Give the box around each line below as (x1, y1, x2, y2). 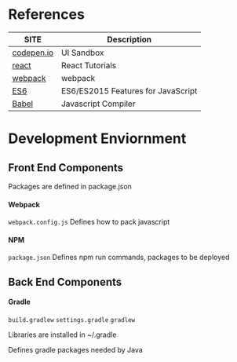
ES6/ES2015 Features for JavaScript (61, 85, 198, 96)
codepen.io (12, 47, 54, 58)
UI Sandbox (61, 47, 104, 58)
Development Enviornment (8, 130, 187, 148)
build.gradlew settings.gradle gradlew (8, 316, 136, 324)
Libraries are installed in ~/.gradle (8, 330, 117, 339)
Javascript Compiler (61, 98, 136, 109)
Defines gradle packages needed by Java (8, 345, 143, 354)
